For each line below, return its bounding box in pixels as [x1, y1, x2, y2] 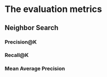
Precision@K [4, 38, 37, 45]
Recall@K [4, 51, 29, 58]
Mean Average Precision [4, 65, 65, 72]
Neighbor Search [4, 23, 59, 32]
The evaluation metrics [4, 3, 103, 15]
